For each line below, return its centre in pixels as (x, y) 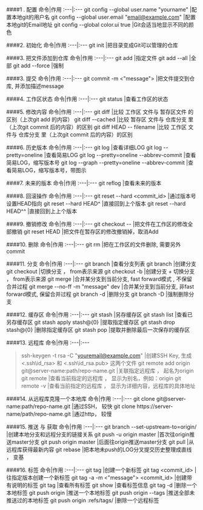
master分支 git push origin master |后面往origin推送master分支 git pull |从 (103, 442)
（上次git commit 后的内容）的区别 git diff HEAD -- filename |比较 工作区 (97, 127)
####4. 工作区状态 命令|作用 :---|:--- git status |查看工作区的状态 (87, 99)
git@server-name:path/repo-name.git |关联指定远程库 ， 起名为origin (107, 371)
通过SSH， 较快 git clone (105, 406)
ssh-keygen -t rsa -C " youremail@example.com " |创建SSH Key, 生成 (106, 355)
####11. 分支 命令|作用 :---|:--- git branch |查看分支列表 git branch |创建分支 (101, 264)
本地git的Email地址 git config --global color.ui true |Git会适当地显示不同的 (98, 25)
